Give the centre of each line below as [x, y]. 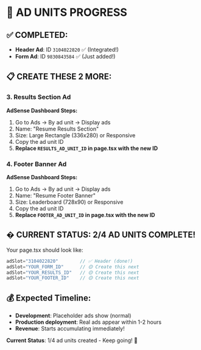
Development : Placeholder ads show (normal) [73, 316]
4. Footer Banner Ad [37, 164]
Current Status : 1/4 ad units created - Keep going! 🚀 [72, 340]
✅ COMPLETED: [37, 35]
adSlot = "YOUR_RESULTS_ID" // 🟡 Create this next [73, 273]
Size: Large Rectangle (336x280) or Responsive [75, 135]
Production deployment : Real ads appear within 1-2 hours [88, 322]
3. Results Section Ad [39, 97]
